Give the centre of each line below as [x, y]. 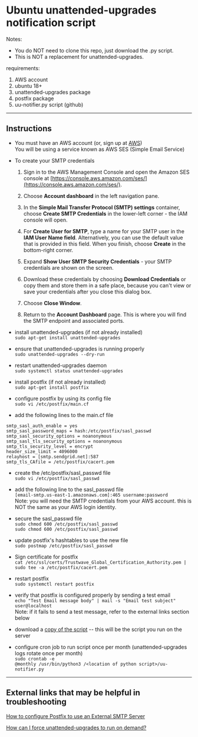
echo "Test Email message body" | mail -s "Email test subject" [95, 601]
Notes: [14, 39]
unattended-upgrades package [52, 92]
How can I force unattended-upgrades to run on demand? [76, 728]
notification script [51, 23]
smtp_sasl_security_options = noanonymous [59, 436]
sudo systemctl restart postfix [54, 584]
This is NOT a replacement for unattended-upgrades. [79, 57]
